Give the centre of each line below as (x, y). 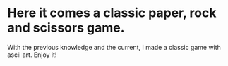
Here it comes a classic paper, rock (112, 13)
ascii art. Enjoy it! (32, 55)
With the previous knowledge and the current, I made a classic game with (114, 47)
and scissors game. (66, 28)
